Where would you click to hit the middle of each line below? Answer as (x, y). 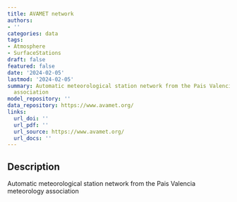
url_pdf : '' (31, 125)
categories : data (33, 33)
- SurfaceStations (34, 53)
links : (17, 112)
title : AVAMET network (41, 14)
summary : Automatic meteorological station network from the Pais (107, 86)
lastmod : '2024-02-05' (41, 79)
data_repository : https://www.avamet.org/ (71, 106)
